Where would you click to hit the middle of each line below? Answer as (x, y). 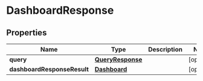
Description (165, 49)
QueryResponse (118, 59)
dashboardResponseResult (49, 69)
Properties (27, 33)
